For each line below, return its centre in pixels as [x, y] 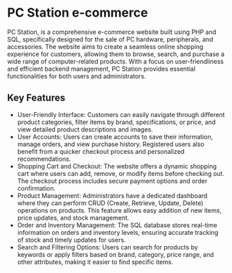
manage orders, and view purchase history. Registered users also [110, 144]
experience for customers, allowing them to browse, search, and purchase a [116, 54]
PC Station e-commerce [78, 13]
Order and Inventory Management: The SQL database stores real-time [117, 225]
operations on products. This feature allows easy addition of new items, [119, 210]
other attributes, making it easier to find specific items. [95, 262]
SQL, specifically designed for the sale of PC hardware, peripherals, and [110, 39]
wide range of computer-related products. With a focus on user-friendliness [115, 61]
